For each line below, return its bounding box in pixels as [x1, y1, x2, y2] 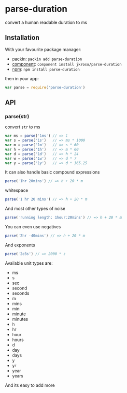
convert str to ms [5, 124, 41, 130]
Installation [5, 34, 40, 42]
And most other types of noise [5, 205, 66, 212]
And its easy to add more [5, 382, 55, 388]
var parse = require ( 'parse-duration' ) [5, 85, 85, 90]
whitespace [5, 188, 28, 193]
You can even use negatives [5, 224, 61, 230]
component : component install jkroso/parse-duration [12, 61, 122, 67]
